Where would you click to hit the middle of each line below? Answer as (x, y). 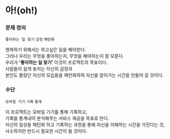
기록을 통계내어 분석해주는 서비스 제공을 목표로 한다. (57, 118)
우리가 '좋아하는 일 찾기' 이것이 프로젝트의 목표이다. (57, 62)
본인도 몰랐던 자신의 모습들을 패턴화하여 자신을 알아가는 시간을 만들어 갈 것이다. (84, 75)
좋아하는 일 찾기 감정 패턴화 (30, 40)
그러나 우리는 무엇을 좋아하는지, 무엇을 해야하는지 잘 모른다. (65, 56)
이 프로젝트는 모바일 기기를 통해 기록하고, (46, 112)
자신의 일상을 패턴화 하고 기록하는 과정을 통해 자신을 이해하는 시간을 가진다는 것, (85, 124)
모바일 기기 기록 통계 (24, 102)
